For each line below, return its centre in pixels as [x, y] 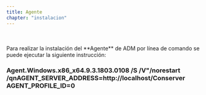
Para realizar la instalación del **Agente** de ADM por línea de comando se [103, 48]
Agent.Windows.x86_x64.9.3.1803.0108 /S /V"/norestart [93, 70]
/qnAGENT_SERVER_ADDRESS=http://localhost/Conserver [96, 78]
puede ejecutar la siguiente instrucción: [56, 55]
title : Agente [25, 12]
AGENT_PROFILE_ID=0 [41, 86]
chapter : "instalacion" [37, 18]
